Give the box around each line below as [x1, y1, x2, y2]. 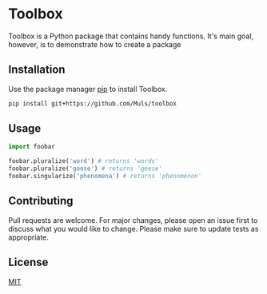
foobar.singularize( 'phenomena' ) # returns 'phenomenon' [8, 173, 202, 181]
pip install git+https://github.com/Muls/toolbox [8, 99, 177, 108]
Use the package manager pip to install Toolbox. [8, 84, 168, 93]
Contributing [8, 194, 74, 208]
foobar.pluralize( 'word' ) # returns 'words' [8, 157, 159, 165]
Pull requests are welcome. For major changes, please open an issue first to [8, 215, 258, 224]
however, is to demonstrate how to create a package [8, 39, 181, 49]
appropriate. [8, 232, 50, 242]
